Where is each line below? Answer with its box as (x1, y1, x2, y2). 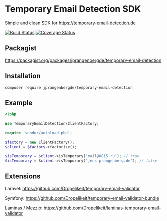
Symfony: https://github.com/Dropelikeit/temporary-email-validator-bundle (5, 195, 159, 201)
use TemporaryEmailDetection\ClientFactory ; (5, 121, 99, 126)
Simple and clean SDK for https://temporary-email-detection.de (5, 20, 136, 26)
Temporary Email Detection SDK (5, 3, 141, 15)
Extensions (5, 172, 41, 181)
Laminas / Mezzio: (5, 205, 43, 211)
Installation (5, 72, 41, 80)
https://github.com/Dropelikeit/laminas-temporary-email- (43, 205, 161, 211)
